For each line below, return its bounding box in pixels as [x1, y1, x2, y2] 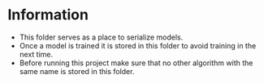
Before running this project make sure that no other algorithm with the [19, 58, 253, 68]
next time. [19, 49, 54, 59]
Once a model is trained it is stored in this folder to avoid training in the [19, 40, 257, 50]
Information [7, 6, 89, 24]
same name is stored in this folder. [19, 66, 135, 76]
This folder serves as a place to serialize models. [19, 32, 184, 42]
